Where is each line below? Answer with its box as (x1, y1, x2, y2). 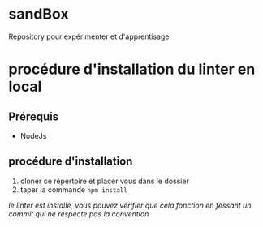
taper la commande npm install (19, 184, 127, 195)
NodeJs (19, 131, 47, 140)
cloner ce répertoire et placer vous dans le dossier (19, 176, 189, 186)
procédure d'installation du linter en (8, 60, 256, 79)
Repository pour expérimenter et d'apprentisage (8, 32, 170, 41)
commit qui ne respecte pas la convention (8, 208, 149, 219)
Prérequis (8, 109, 59, 123)
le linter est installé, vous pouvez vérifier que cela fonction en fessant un (8, 200, 252, 210)
